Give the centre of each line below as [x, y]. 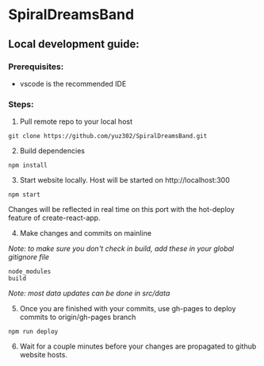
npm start [25, 195]
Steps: [21, 104]
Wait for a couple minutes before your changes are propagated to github [138, 346]
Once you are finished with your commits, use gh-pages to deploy [128, 309]
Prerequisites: [36, 67]
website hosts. [43, 355]
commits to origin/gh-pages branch [78, 317]
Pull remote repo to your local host [76, 121]
